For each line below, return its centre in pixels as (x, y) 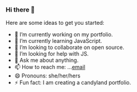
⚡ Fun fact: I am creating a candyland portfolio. (72, 83)
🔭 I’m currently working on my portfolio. (63, 34)
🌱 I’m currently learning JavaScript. (58, 41)
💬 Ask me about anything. (46, 61)
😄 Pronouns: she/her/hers (47, 76)
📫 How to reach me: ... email (50, 67)
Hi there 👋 (21, 10)
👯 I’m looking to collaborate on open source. (69, 47)
